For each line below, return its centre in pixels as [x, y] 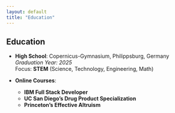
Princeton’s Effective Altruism [62, 105]
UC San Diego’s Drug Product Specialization [80, 99]
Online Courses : [35, 81]
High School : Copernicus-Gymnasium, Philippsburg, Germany [92, 56]
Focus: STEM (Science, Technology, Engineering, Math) [84, 69]
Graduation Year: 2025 [43, 63]
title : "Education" [31, 17]
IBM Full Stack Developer [56, 92]
